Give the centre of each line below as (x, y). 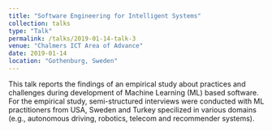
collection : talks (39, 23)
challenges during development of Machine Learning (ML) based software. (134, 92)
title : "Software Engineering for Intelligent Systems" (105, 16)
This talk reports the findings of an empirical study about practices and (127, 84)
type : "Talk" (30, 31)
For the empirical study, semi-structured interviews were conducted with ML (136, 101)
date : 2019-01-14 (38, 53)
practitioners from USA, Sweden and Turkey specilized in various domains (133, 109)
